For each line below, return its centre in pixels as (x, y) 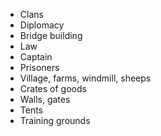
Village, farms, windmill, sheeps (85, 78)
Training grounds (55, 120)
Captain (36, 57)
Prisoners (39, 67)
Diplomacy (42, 25)
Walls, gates (45, 99)
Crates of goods (53, 88)
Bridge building (51, 35)
